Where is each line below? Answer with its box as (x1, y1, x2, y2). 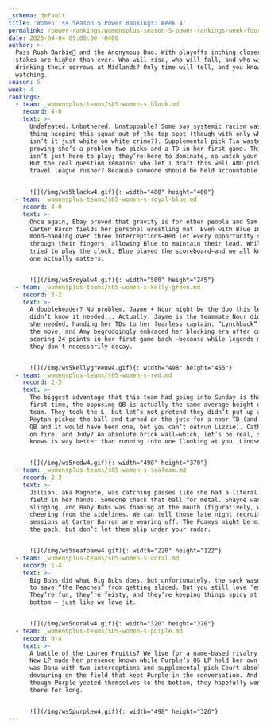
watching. (15, 71, 48, 79)
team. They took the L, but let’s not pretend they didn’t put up (29, 408, 254, 416)
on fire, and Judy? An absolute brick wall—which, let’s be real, (29, 430, 254, 438)
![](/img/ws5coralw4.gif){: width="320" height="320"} (29, 620, 215, 628)
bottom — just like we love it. (29, 598, 137, 606)
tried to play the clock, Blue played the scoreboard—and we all (29, 247, 250, 255)
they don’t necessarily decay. (29, 343, 133, 350)
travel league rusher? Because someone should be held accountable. (29, 167, 261, 175)
